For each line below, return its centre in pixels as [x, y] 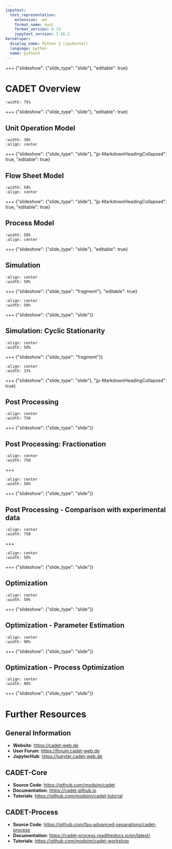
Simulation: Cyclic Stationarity [55, 331]
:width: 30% [18, 140]
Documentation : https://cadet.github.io [54, 790]
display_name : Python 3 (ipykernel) [49, 44]
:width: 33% [18, 371]
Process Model [30, 223]
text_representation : [33, 15]
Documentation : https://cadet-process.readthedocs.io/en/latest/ [81, 835]
